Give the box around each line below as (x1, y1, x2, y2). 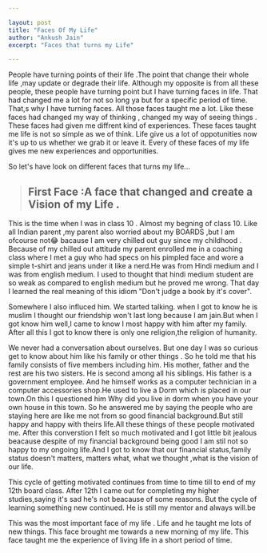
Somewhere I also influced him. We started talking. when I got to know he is (8, 302, 258, 312)
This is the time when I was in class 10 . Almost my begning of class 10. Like (8, 219, 258, 229)
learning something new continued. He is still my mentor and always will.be (8, 503, 256, 512)
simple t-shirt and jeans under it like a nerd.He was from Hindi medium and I (8, 261, 259, 271)
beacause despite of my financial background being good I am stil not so (8, 436, 249, 446)
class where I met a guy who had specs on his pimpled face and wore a (8, 253, 244, 262)
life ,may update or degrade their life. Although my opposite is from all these (8, 78, 259, 88)
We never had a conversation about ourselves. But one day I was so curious (8, 343, 258, 352)
